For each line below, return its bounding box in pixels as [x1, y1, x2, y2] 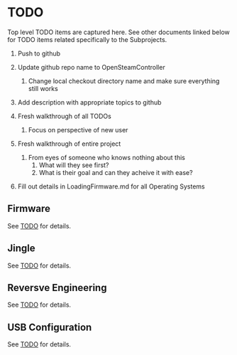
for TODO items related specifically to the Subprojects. [7, 35, 167, 43]
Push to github [17, 49, 61, 58]
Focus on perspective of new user [28, 125, 128, 134]
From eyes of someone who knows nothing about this [28, 153, 186, 161]
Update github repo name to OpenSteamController [17, 63, 165, 71]
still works [28, 84, 58, 92]
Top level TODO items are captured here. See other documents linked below [7, 28, 231, 36]
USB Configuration [7, 321, 92, 333]
